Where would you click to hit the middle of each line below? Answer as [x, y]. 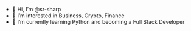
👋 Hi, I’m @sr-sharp [36, 9]
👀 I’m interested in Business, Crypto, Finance [68, 15]
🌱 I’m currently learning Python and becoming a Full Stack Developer [98, 22]
